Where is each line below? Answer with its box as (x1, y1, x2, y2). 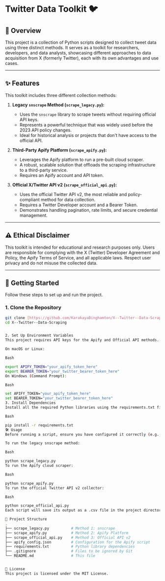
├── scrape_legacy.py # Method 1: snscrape (5, 526, 115, 531)
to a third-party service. (19, 167, 68, 173)
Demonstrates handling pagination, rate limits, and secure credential (19, 207, 158, 213)
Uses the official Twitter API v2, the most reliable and (19, 191, 127, 197)
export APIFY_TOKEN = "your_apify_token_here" (5, 364, 98, 369)
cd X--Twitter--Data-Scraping (5, 320, 67, 325)
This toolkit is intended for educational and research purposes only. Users (5, 244, 155, 250)
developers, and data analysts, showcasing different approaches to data (5, 50, 151, 56)
